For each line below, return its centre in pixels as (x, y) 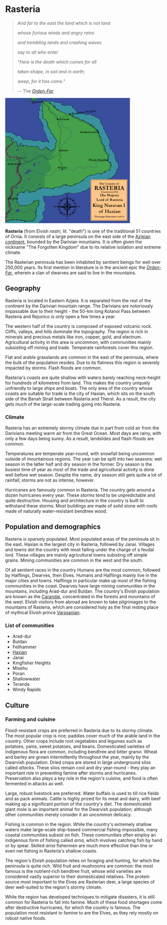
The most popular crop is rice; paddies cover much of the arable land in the (83, 736)
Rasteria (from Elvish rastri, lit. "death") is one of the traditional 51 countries (83, 231)
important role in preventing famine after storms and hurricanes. (71, 773)
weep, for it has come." (41, 81)
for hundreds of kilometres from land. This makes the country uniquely (78, 383)
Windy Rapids (27, 690)
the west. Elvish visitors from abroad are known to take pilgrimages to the (81, 602)
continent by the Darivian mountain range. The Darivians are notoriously (79, 306)
